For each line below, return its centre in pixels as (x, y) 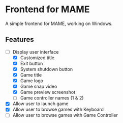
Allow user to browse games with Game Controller (65, 115)
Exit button (32, 63)
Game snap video (39, 87)
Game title (31, 75)
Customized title (37, 58)
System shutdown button (46, 69)
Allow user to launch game (40, 104)
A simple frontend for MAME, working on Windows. (59, 23)
